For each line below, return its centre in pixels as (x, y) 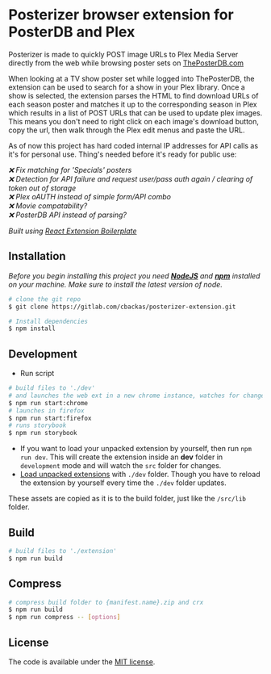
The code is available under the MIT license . (82, 662)
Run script (37, 374)
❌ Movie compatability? (48, 205)
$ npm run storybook (43, 433)
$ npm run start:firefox (50, 418)
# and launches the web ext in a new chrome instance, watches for (124, 396)
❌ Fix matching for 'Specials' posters (70, 170)
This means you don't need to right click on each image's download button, (134, 121)
